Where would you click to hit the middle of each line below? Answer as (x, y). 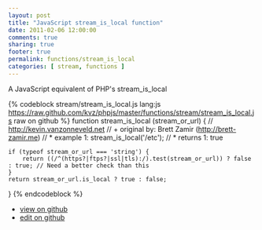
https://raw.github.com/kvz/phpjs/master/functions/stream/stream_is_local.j (131, 112)
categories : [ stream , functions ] (66, 67)
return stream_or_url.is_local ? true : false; (88, 179)
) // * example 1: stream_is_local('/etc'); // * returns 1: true (130, 137)
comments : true (33, 37)
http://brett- (217, 129)
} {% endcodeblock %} (46, 194)
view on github (44, 209)
